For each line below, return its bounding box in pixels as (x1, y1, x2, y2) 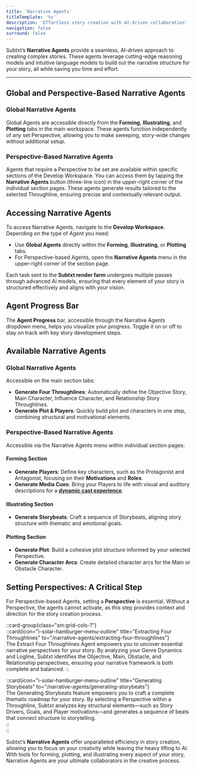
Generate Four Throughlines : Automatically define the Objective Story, (14, 389, 187, 396)
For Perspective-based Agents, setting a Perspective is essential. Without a (6, 598, 189, 605)
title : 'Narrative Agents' (6, 8, 72, 15)
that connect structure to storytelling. (6, 715, 96, 722)
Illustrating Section (6, 500, 54, 507)
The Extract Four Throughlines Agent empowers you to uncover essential (6, 640, 183, 648)
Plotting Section (6, 533, 46, 540)
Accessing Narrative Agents (6, 208, 111, 218)
